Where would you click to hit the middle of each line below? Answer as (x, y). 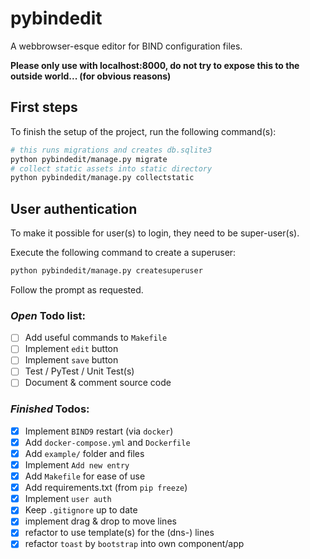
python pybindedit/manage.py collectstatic (102, 178)
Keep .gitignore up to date (81, 510)
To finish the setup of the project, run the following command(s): (143, 131)
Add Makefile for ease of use (85, 476)
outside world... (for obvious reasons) (91, 76)
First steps (44, 107)
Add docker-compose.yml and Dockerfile (107, 442)
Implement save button (71, 360)
